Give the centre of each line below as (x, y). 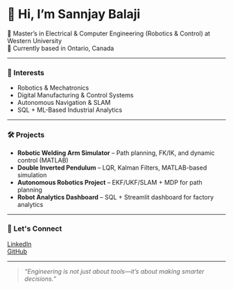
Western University (35, 40)
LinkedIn (19, 244)
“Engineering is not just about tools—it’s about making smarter (114, 271)
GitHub (17, 251)
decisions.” (40, 279)
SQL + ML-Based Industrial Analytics (70, 110)
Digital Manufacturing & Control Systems (75, 95)
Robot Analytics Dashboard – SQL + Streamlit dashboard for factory (115, 197)
